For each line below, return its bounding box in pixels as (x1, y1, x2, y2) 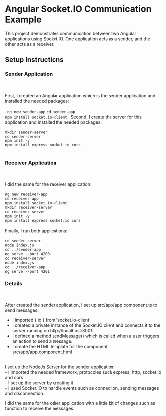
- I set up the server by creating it (5, 380, 73, 386)
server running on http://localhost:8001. (12, 328, 94, 334)
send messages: (5, 307, 39, 313)
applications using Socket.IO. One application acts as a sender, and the (5, 36, 150, 42)
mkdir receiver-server (5, 205, 52, 210)
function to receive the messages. (5, 405, 75, 412)
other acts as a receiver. (5, 41, 55, 47)
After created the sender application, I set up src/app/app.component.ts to (5, 302, 158, 308)
